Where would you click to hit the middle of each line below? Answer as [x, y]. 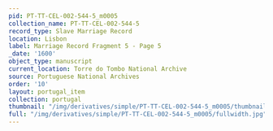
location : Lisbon [38, 39]
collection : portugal [45, 99]
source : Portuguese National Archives [74, 76]
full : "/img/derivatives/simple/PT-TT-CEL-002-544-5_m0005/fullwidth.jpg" [138, 115]
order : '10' [28, 84]
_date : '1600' [32, 54]
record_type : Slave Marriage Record [70, 31]
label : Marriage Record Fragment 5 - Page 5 [85, 46]
